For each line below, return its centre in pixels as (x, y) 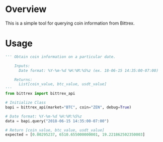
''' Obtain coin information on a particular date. (60, 57)
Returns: (23, 80)
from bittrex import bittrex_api (40, 94)
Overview (26, 9)
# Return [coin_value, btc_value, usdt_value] (55, 130)
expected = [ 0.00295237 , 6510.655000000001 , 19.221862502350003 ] (75, 135)
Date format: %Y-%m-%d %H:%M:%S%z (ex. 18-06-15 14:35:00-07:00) (88, 70)
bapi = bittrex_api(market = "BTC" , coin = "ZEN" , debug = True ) (68, 107)
